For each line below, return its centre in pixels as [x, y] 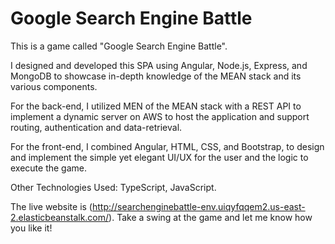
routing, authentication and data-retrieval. [96, 127]
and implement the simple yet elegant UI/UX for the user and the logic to [159, 157]
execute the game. [49, 168]
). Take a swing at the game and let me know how [210, 217]
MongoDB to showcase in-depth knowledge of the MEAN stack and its [156, 76]
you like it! [31, 228]
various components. [54, 86]
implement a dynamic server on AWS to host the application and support [160, 116]
